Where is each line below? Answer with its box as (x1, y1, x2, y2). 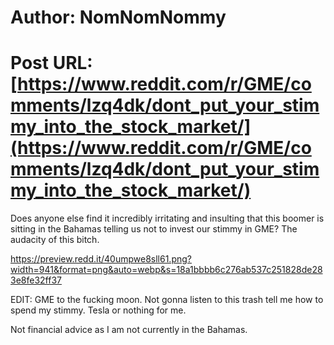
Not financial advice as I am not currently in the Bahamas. (10, 324, 248, 336)
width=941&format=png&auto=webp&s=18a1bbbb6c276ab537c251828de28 (10, 264, 323, 276)
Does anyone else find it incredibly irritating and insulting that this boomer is (10, 212, 325, 225)
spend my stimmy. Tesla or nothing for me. (10, 304, 187, 316)
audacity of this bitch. (10, 234, 100, 246)
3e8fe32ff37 (10, 274, 62, 286)
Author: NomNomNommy (10, 6, 227, 29)
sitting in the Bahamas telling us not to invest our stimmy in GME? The (10, 223, 298, 235)
